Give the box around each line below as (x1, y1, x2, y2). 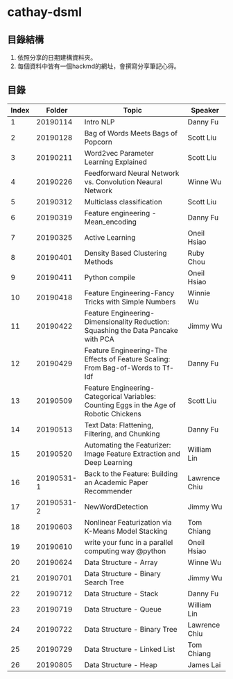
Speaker (190, 105, 220, 115)
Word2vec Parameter (84, 148, 154, 158)
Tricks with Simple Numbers (84, 297, 176, 306)
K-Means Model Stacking (84, 526, 168, 536)
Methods (84, 256, 114, 266)
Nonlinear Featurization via (84, 517, 172, 527)
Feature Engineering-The (84, 345, 168, 355)
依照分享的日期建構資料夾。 (17, 54, 97, 61)
